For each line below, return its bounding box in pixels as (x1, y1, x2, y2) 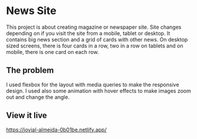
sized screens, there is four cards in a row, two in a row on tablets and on (6, 42, 183, 49)
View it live (6, 110, 47, 121)
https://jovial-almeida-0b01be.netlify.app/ (6, 126, 107, 133)
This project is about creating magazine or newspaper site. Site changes (6, 23, 182, 30)
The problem (6, 66, 54, 76)
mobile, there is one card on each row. (6, 48, 99, 55)
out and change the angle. (6, 93, 70, 100)
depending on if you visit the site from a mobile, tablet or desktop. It (6, 29, 171, 36)
